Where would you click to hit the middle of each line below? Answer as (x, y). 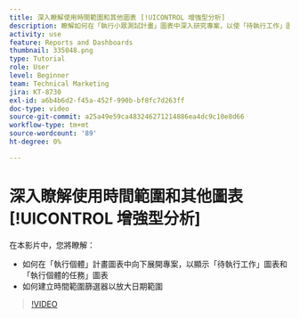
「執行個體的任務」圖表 (65, 275)
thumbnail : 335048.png (51, 51)
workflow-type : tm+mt (49, 126)
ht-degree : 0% (36, 142)
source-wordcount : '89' (53, 134)
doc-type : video (39, 109)
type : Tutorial (37, 59)
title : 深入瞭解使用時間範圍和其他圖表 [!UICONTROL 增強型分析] (117, 17)
